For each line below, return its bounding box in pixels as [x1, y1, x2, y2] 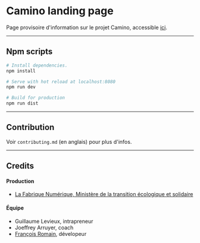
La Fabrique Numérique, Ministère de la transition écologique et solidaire [14, 191, 193, 198]
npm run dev [6, 84, 36, 90]
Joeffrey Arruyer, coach [14, 224, 74, 231]
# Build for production [6, 95, 65, 101]
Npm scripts [6, 46, 53, 57]
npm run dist [6, 100, 39, 106]
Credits [6, 161, 35, 171]
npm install [6, 68, 36, 74]
